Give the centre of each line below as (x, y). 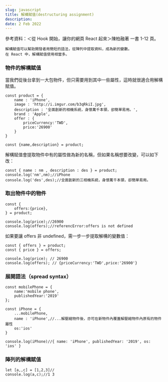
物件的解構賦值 (23, 68)
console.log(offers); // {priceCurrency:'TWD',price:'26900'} (71, 263)
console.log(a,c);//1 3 (30, 374)
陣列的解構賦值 (23, 359)
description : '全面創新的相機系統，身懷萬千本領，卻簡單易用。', (76, 110)
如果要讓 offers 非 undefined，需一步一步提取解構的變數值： (67, 236)
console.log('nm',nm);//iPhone (38, 175)
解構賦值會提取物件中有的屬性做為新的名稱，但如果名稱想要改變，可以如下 (82, 154)
